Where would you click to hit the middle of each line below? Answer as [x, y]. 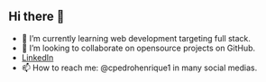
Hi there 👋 [37, 17]
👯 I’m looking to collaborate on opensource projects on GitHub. [138, 48]
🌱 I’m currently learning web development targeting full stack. [136, 38]
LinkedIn [37, 57]
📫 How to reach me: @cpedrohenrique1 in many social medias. [139, 68]
